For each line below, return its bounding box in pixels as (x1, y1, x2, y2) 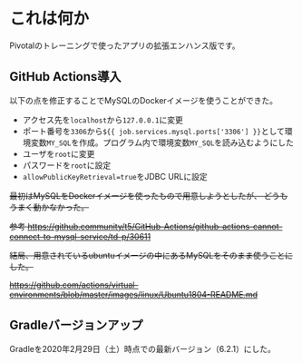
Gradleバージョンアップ (9, 318, 143, 333)
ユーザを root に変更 (22, 148, 95, 159)
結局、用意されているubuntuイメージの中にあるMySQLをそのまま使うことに (9, 250, 293, 260)
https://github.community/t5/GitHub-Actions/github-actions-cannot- (26, 221, 283, 231)
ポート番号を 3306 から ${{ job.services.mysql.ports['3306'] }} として (22, 125, 286, 136)
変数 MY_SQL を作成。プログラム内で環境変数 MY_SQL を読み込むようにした (30, 137, 295, 148)
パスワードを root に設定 (22, 160, 112, 171)
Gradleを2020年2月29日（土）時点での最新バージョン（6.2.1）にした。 (9, 343, 277, 354)
